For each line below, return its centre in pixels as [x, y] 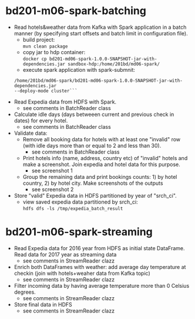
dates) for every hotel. [41, 120]
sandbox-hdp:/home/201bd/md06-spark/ [114, 64]
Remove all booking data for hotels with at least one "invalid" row [102, 139]
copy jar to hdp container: [54, 52]
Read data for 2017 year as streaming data [65, 254]
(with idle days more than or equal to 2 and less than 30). [92, 145]
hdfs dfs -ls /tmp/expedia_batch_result [73, 208]
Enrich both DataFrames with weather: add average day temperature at [100, 267]
